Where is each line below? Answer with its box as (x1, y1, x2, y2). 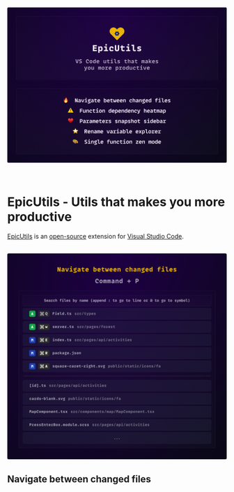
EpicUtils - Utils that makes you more (7, 194, 225, 210)
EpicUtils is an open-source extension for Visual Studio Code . (7, 232, 185, 240)
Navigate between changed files (7, 473, 151, 485)
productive (7, 209, 72, 225)
